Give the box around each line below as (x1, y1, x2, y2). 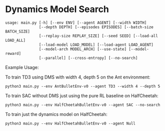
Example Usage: (5, 64, 39, 70)
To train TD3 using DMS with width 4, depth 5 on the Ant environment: (5, 74, 150, 80)
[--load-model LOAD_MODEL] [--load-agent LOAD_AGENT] (39, 42, 154, 47)
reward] (5, 51, 22, 56)
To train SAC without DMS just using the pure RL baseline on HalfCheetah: (5, 92, 159, 99)
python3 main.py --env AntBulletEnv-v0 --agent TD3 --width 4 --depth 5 (5, 84, 160, 89)
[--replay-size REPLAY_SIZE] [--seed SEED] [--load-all (39, 33, 158, 38)
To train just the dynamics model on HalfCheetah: (5, 111, 108, 117)
